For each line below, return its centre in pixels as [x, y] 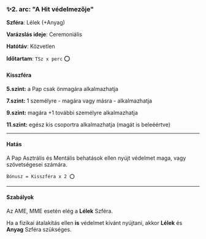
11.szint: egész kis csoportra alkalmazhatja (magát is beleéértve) [88, 124]
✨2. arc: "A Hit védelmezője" [50, 9]
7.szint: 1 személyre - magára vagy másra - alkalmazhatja [79, 101]
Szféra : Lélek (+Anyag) [36, 23]
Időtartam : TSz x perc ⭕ [38, 59]
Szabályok [20, 197]
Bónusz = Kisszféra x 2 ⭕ [40, 176]
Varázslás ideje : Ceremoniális [44, 34]
